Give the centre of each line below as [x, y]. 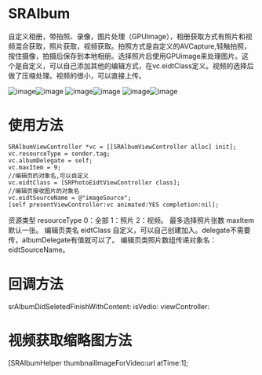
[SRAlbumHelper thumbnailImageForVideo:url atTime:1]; [98, 362]
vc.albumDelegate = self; [50, 160]
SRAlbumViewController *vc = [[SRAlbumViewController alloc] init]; [122, 147]
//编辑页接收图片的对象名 [44, 191]
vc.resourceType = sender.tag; [59, 154]
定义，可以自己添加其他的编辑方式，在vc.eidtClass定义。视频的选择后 [141, 66]
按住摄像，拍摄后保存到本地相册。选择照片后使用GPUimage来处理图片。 [125, 56]
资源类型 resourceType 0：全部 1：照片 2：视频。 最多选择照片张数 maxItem [131, 220]
